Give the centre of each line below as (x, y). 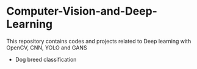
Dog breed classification (46, 59)
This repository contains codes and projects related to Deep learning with (99, 41)
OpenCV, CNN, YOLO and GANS (47, 48)
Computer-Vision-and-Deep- (82, 11)
